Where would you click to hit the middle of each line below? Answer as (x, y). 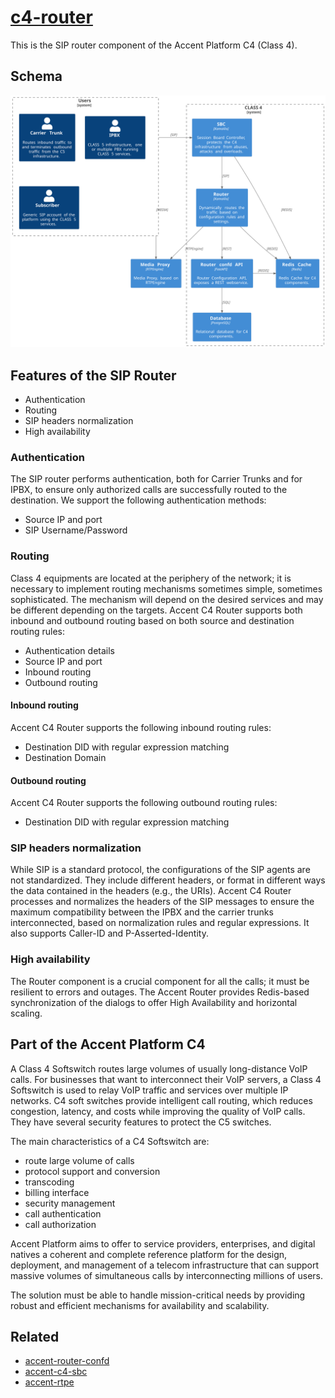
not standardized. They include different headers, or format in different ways (168, 880)
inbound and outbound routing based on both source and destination (152, 620)
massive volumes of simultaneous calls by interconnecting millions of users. (167, 1275)
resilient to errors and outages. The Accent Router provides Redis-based (160, 992)
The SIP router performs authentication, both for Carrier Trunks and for (156, 479)
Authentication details (69, 650)
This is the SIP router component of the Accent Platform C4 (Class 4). (154, 45)
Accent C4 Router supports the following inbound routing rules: (141, 727)
